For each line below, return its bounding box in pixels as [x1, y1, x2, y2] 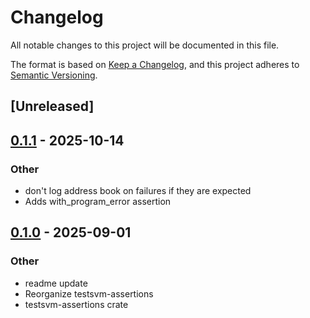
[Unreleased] [10, 98, 95, 115]
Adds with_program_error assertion [24, 196, 172, 208]
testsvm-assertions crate [24, 298, 129, 310]
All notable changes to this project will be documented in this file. [10, 39, 280, 51]
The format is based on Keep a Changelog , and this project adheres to [10, 58, 300, 70]
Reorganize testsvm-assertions [24, 287, 154, 300]
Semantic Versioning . [10, 69, 98, 81]
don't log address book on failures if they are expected [24, 185, 252, 197]
